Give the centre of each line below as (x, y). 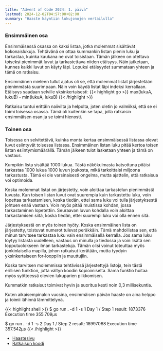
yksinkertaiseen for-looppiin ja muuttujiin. (47, 256)
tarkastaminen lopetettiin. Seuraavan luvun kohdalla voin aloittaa (70, 210)
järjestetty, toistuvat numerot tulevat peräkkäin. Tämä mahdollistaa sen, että (81, 230)
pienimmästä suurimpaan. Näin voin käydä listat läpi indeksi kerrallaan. (76, 87)
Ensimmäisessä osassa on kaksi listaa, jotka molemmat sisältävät (70, 46)
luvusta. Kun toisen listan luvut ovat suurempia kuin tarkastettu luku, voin (78, 194)
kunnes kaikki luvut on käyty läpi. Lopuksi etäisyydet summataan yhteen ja (80, 67)
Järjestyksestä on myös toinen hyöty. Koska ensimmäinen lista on (71, 225)
